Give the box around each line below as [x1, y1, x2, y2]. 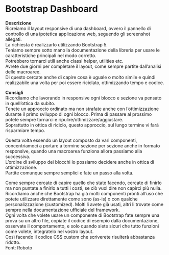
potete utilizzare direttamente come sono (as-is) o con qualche [5, 196, 138, 202]
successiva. [5, 154, 31, 160]
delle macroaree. [5, 68, 41, 74]
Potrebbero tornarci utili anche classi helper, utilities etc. [5, 58, 124, 64]
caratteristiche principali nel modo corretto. [5, 52, 97, 59]
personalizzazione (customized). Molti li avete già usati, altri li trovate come [5, 201, 164, 207]
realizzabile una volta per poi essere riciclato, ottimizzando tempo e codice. [5, 80, 164, 86]
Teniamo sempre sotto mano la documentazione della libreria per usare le [5, 47, 160, 53]
